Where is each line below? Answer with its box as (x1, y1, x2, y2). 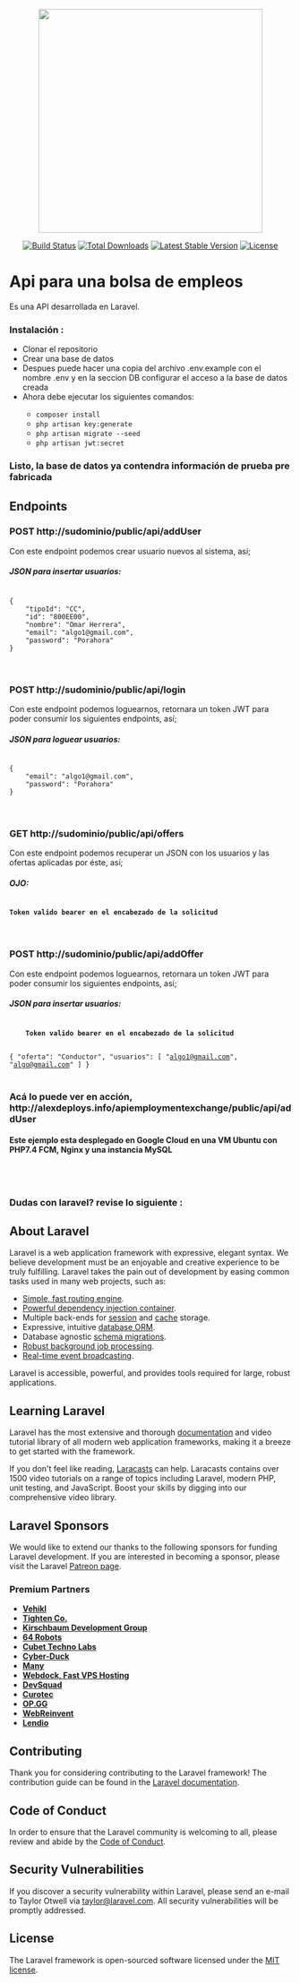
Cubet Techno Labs (21, 1642, 97, 1652)
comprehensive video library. (9, 1492, 117, 1503)
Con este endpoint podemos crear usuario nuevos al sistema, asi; (9, 545, 251, 556)
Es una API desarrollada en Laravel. (9, 301, 141, 312)
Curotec (21, 1689, 54, 1700)
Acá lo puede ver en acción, (9, 1090, 133, 1103)
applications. (9, 1378, 56, 1388)
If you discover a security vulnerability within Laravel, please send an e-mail (9, 1885, 289, 1896)
